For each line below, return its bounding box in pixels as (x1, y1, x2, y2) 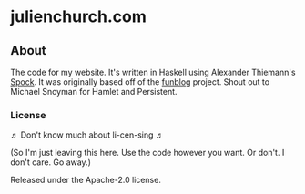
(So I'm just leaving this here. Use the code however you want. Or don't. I (10, 148, 285, 158)
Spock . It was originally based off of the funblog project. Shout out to (10, 77, 270, 87)
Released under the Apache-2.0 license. (10, 175, 162, 186)
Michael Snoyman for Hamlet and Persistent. (10, 87, 178, 97)
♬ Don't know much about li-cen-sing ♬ (10, 129, 164, 140)
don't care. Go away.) (10, 157, 92, 168)
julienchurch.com (10, 6, 147, 27)
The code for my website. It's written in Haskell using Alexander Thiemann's (10, 66, 296, 77)
